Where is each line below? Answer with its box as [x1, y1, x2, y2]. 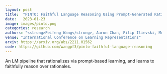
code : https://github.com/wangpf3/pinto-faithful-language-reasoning [5, 44, 153, 49]
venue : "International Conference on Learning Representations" [5, 35, 141, 40]
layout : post [5, 7, 32, 12]
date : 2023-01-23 [5, 16, 46, 21]
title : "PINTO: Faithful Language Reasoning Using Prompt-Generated [5, 12, 153, 17]
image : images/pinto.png [5, 21, 57, 26]
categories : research [5, 26, 50, 31]
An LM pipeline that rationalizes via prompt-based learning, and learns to [5, 58, 155, 64]
